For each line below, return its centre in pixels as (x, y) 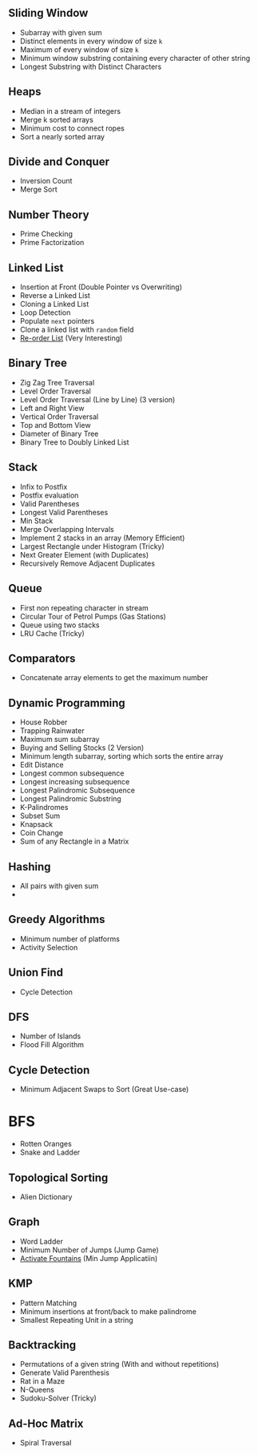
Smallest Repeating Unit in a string (76, 1320)
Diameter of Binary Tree (59, 433)
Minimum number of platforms (69, 939)
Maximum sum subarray (60, 740)
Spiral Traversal (46, 1443)
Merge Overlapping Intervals (67, 529)
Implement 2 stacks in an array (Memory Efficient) (102, 538)
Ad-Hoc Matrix (46, 1423)
